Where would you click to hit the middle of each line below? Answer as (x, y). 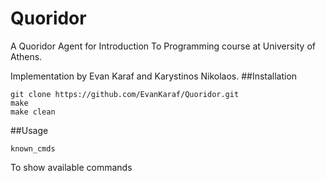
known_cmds (33, 148)
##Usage (29, 130)
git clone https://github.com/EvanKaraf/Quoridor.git (125, 94)
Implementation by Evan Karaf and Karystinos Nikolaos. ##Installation (154, 76)
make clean (33, 112)
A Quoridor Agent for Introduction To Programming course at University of (163, 46)
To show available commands (71, 167)
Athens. (26, 56)
